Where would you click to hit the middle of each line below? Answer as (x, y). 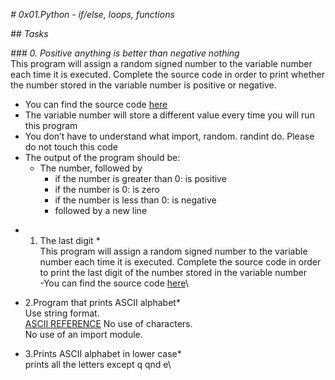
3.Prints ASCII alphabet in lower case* (103, 353)
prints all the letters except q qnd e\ (98, 364)
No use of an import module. (83, 334)
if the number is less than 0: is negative (135, 200)
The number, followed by (91, 168)
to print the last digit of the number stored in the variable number (173, 272)
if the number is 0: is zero (107, 189)
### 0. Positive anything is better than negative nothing (125, 53)
